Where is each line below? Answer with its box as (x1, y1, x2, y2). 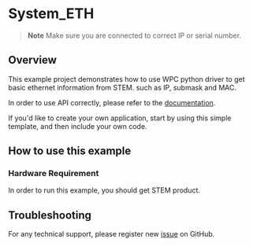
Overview (8, 53, 58, 67)
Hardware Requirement (8, 168, 99, 179)
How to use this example (8, 145, 132, 158)
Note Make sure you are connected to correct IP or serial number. (27, 31, 242, 40)
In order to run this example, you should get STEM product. (8, 185, 201, 195)
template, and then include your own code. (8, 121, 147, 130)
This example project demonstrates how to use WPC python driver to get (8, 74, 246, 83)
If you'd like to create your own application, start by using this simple (8, 113, 232, 123)
